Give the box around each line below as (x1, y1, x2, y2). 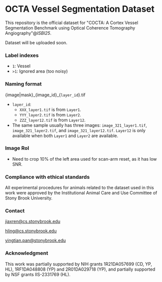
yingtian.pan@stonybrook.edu (5, 237, 66, 244)
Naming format (5, 81, 42, 87)
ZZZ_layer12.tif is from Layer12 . (19, 117, 86, 123)
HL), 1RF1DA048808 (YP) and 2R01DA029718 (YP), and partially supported (5, 266, 156, 272)
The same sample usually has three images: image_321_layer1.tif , (12, 122, 147, 128)
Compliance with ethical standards (5, 173, 90, 180)
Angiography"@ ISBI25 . (5, 30, 52, 36)
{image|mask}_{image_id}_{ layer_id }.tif (5, 92, 86, 98)
